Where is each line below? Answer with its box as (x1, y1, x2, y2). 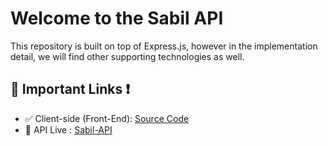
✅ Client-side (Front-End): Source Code (24, 112, 190, 124)
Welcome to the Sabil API (10, 7, 224, 30)
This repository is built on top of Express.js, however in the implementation (10, 40, 318, 52)
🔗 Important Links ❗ (10, 81, 130, 98)
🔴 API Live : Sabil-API (24, 123, 113, 136)
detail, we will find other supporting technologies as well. (10, 50, 245, 62)
